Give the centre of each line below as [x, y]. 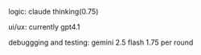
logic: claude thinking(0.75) [53, 12]
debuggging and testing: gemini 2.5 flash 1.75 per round [101, 42]
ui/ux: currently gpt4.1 [44, 27]
